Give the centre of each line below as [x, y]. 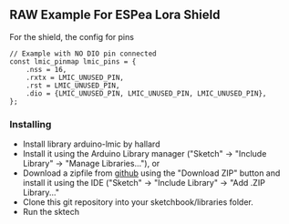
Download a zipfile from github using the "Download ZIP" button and [151, 173]
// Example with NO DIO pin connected [83, 54]
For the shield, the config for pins [72, 36]
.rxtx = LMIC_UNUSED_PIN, [75, 77]
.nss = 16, [46, 69]
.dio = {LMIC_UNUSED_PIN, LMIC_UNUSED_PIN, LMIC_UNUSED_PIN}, [146, 93]
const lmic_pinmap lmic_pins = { [73, 61]
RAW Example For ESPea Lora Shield [115, 15]
